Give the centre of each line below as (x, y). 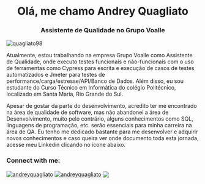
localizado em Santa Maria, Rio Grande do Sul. (65, 94)
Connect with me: (33, 161)
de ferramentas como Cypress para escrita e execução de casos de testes (100, 68)
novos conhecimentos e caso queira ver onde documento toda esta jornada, (102, 138)
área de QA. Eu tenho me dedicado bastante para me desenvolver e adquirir (102, 132)
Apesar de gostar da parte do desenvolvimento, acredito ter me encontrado (102, 106)
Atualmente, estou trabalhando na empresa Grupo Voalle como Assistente (99, 55)
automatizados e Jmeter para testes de (56, 75)
